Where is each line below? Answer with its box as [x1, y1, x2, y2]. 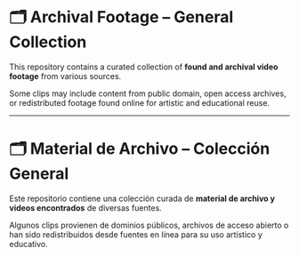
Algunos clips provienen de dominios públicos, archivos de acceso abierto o [9, 220, 289, 230]
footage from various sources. [9, 70, 122, 81]
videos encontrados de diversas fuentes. [9, 202, 162, 213]
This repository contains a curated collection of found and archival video [9, 61, 279, 72]
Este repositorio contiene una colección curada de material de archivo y [9, 193, 276, 204]
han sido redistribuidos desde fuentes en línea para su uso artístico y [9, 228, 263, 240]
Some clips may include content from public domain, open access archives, [9, 88, 287, 99]
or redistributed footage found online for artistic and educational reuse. [9, 97, 270, 108]
